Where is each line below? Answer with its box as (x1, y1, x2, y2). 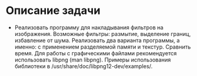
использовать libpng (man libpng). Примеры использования (14, 56, 171, 63)
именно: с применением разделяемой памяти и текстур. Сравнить (14, 43, 191, 50)
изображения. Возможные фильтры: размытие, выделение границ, (14, 30, 191, 37)
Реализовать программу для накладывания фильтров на (14, 24, 163, 31)
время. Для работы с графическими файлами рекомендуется (14, 49, 177, 57)
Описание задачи (6, 4, 101, 18)
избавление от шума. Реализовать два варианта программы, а (14, 36, 180, 44)
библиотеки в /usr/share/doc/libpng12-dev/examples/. (14, 62, 153, 70)
